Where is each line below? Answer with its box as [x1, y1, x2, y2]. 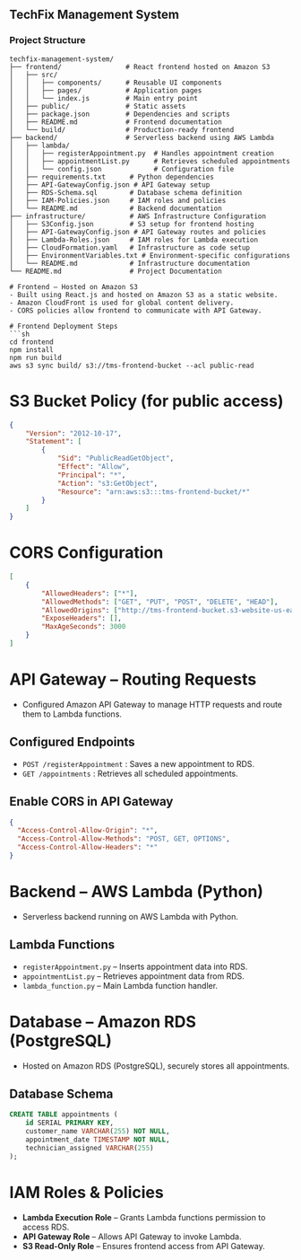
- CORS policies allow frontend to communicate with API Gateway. [9, 305, 262, 315]
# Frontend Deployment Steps [9, 322, 118, 330]
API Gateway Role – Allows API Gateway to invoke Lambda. [21, 1230, 242, 1242]
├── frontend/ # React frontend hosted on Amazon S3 [9, 62, 271, 71]
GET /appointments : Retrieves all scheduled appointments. [21, 768, 239, 779]
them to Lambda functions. [21, 709, 123, 719]
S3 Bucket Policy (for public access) [9, 391, 284, 411]
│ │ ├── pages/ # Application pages [9, 85, 202, 95]
